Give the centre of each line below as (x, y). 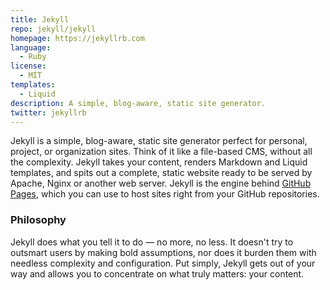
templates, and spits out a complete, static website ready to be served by (161, 173)
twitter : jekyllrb (48, 112)
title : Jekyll (40, 19)
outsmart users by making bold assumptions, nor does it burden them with (163, 252)
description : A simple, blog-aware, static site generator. (138, 103)
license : (28, 66)
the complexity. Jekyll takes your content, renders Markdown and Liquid (159, 162)
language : (31, 47)
